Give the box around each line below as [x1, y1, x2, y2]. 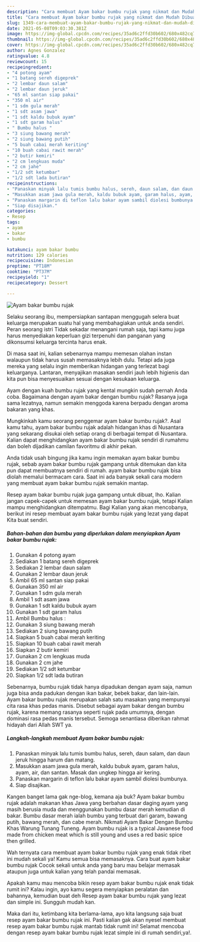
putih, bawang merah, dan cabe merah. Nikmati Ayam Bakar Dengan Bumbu [7, 818, 193, 825]
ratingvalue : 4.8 [7, 53, 50, 59]
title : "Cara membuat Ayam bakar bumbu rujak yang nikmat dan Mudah [7, 14, 180, 20]
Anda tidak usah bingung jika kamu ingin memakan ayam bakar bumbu [7, 454, 180, 461]
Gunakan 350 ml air [15, 583, 64, 590]
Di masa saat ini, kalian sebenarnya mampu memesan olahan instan [7, 350, 172, 357]
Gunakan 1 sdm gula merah [15, 589, 82, 596]
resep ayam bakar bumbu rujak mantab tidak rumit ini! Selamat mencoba [7, 922, 185, 929]
